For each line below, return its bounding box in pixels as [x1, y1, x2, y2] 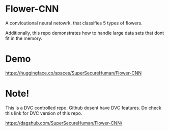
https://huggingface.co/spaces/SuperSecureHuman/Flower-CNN [5, 70, 142, 76]
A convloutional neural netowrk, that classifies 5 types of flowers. [5, 20, 143, 26]
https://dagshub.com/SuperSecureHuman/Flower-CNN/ [5, 120, 123, 126]
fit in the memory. [5, 35, 42, 41]
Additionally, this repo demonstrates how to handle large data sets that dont [5, 30, 164, 36]
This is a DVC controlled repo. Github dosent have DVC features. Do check [5, 104, 162, 111]
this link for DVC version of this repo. [5, 110, 82, 116]
